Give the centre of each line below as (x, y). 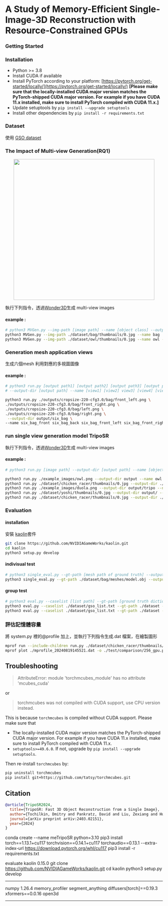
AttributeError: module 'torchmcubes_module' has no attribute (81, 678)
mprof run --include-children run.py (44, 646)
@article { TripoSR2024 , (29, 805)
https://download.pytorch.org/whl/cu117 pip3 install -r (80, 848)
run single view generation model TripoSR (57, 436)
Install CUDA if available (37, 76)
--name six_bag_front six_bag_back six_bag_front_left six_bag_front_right (86, 423)
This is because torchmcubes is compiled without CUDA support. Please (79, 718)
